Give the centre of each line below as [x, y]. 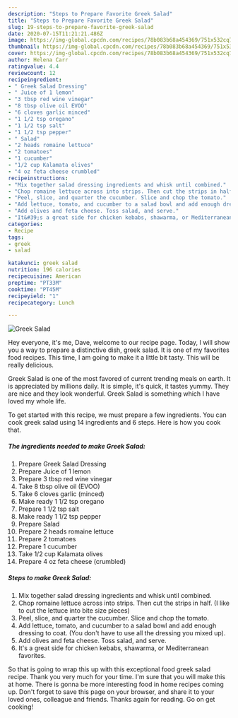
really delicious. [31, 365]
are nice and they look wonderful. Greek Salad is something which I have [114, 394]
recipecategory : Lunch [41, 302]
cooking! [21, 707]
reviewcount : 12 [32, 73]
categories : [25, 224]
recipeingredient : [35, 80]
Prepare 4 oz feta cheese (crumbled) [72, 562]
